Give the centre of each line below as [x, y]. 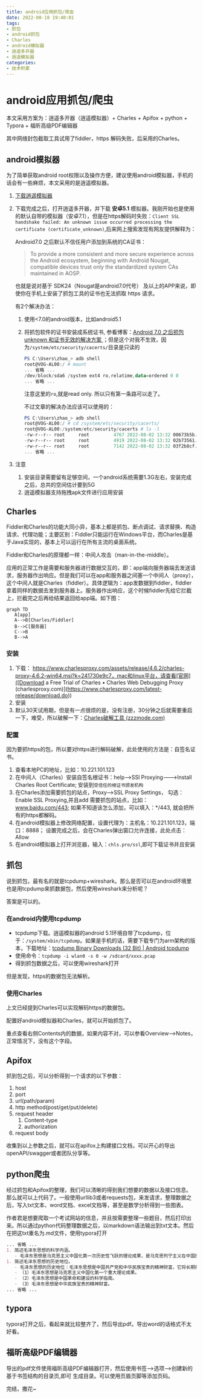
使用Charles [24, 994]
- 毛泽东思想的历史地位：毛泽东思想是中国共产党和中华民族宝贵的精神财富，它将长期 [105, 1267]
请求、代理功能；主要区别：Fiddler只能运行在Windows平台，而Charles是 [97, 535]
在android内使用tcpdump [44, 918]
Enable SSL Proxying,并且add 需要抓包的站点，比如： [82, 800]
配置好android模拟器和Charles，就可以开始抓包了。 [70, 1021]
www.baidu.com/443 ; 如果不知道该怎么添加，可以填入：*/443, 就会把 [102, 808]
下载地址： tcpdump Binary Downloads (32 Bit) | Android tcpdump [107, 948]
